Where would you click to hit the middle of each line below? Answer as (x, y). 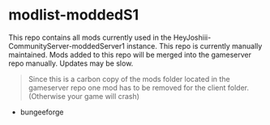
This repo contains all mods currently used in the (90, 37)
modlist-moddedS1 (74, 15)
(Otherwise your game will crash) (84, 96)
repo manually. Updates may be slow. (71, 63)
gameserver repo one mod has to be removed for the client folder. (139, 88)
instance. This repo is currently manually (195, 45)
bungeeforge (42, 112)
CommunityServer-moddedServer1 (67, 45)
